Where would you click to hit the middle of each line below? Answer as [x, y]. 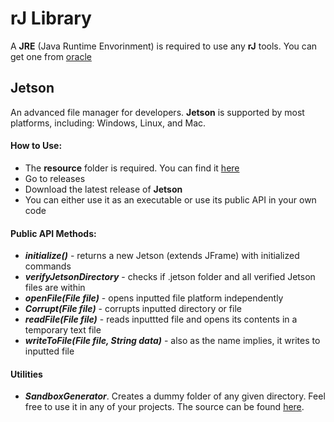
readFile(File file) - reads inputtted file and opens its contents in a [161, 319]
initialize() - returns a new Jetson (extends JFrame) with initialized [162, 256]
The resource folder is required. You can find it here [132, 168]
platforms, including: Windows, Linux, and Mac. [108, 123]
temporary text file [63, 330]
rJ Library [51, 18]
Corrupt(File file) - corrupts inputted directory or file [133, 309]
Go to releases [55, 178]
